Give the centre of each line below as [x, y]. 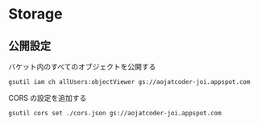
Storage [35, 14]
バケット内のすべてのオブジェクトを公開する [82, 67]
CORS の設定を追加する [48, 98]
